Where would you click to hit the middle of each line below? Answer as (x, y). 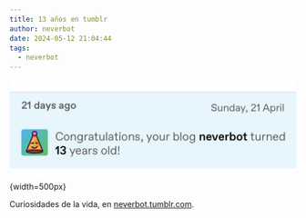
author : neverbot (42, 29)
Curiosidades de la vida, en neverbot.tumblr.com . (102, 204)
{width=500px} (38, 187)
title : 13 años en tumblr (58, 19)
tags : (20, 48)
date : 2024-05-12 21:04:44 (61, 38)
